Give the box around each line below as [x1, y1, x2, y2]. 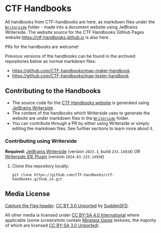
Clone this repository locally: [12, 163, 69, 169]
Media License [5, 190, 50, 198]
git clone [12, 172, 32, 177]
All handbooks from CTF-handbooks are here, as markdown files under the [5, 19, 155, 25]
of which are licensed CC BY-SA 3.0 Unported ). [5, 222, 100, 228]
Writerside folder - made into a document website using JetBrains [5, 24, 138, 30]
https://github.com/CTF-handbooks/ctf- [33, 172, 115, 177]
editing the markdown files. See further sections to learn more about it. [12, 125, 154, 131]
